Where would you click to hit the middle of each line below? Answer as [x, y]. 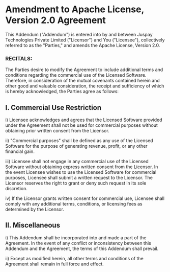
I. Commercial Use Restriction [53, 108]
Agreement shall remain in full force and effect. [55, 264]
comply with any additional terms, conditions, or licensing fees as [74, 204]
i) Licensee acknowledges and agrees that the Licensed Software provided [84, 120]
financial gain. [20, 151]
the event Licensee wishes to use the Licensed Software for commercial [81, 172]
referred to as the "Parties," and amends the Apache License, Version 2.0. [83, 45]
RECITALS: [19, 58]
